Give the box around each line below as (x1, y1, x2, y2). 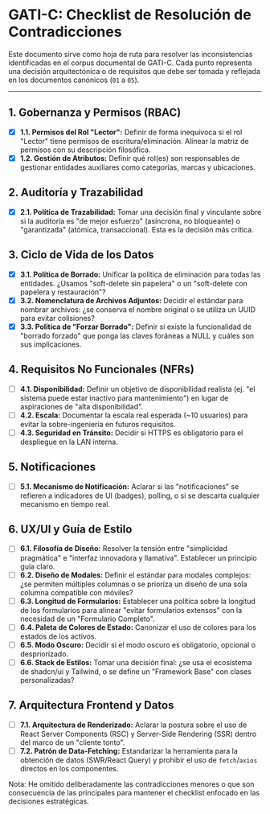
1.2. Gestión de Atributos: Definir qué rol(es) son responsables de (19, 153, 240, 162)
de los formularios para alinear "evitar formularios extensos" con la (19, 605, 243, 615)
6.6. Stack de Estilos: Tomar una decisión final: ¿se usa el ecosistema (19, 657, 252, 667)
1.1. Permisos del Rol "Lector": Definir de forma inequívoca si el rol (19, 127, 243, 137)
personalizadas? (19, 675, 75, 684)
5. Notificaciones (8, 460, 96, 474)
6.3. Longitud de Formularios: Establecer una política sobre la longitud (19, 596, 256, 606)
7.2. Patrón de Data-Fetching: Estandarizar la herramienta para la (19, 746, 239, 755)
